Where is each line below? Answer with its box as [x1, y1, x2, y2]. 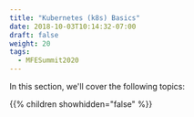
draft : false [9, 30, 59, 39]
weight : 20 [9, 38, 51, 48]
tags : [9, 48, 30, 57]
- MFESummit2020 [17, 56, 79, 65]
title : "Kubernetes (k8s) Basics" [9, 13, 141, 23]
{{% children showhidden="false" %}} [9, 99, 153, 110]
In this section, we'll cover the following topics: [9, 81, 185, 91]
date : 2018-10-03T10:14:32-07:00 [9, 22, 137, 31]
